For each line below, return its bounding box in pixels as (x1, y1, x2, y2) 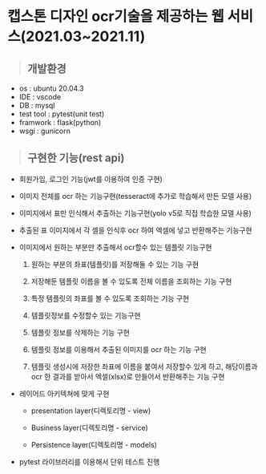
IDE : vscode (18, 92, 62, 101)
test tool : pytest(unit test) (18, 109, 105, 119)
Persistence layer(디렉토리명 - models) (30, 440, 158, 449)
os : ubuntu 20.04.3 (18, 83, 85, 93)
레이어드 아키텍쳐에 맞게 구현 (18, 388, 110, 398)
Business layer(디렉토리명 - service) (30, 423, 149, 432)
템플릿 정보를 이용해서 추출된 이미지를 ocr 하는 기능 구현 (30, 344, 207, 354)
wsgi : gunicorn (18, 126, 71, 136)
